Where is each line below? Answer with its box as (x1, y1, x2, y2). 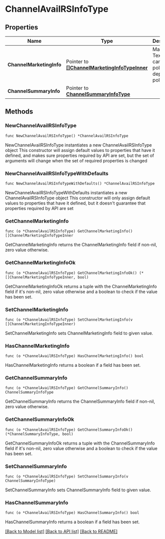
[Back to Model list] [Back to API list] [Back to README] (5, 529, 118, 535)
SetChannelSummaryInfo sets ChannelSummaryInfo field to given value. (5, 487, 151, 493)
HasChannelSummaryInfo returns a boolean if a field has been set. (5, 519, 140, 525)
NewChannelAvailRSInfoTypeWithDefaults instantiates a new (5, 189, 128, 195)
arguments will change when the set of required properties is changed (5, 157, 147, 163)
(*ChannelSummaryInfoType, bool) (5, 431, 74, 436)
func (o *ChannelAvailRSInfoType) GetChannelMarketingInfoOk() (5, 270, 137, 275)
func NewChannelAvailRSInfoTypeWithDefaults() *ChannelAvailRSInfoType (5, 181, 155, 186)
